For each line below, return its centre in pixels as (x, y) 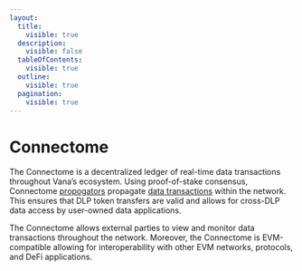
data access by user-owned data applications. (95, 210)
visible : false (54, 52)
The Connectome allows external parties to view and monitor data (132, 228)
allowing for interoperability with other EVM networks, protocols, (173, 247)
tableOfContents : (50, 60)
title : (30, 26)
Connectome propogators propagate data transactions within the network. (148, 191)
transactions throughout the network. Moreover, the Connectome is (135, 237)
